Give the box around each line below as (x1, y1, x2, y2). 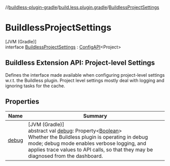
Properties (5, 97, 39, 106)
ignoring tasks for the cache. (5, 83, 65, 89)
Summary (83, 112, 107, 119)
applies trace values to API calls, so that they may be (28, 146, 153, 153)
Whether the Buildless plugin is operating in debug (28, 133, 148, 140)
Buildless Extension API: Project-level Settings (5, 59, 155, 67)
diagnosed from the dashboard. (28, 152, 103, 159)
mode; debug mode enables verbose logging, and (28, 140, 147, 147)
